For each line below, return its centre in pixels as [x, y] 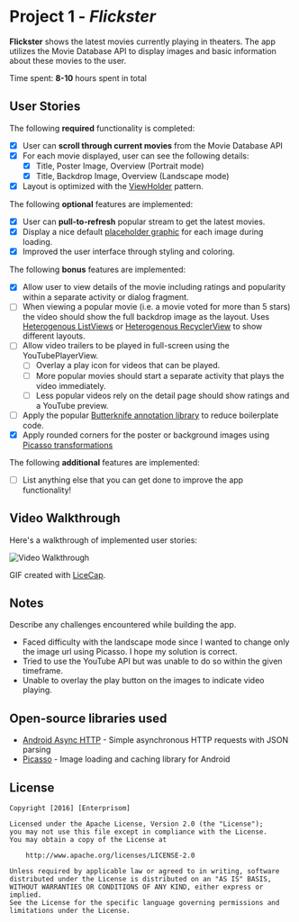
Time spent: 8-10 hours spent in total [78, 77]
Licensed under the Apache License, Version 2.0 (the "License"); [136, 824]
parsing [36, 750]
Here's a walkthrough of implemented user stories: [104, 540]
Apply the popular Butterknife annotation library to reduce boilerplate [150, 415]
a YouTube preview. [72, 405]
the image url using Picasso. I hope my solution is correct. [130, 652]
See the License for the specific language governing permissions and [145, 903]
